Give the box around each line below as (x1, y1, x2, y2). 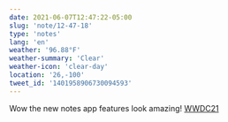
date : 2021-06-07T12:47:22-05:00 (9, 12, 133, 22)
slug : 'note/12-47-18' (9, 21, 93, 30)
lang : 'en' (9, 37, 49, 47)
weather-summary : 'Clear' (9, 54, 104, 63)
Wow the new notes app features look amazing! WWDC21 (9, 103, 219, 113)
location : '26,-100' (9, 71, 86, 80)
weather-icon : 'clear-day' (9, 63, 109, 72)
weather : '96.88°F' (9, 46, 81, 55)
